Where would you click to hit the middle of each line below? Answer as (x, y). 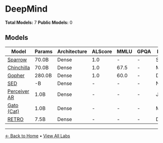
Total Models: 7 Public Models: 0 (39, 22)
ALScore (102, 51)
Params (44, 51)
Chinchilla (19, 68)
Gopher (16, 75)
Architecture (72, 51)
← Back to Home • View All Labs (38, 136)
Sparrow (17, 59)
